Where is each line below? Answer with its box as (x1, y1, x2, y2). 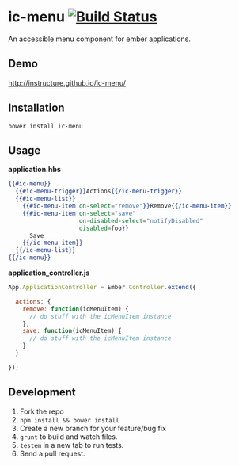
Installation (8, 101, 65, 115)
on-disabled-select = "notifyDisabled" (78, 216, 203, 225)
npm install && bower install (19, 416, 120, 424)
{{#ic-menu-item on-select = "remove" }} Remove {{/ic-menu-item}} (22, 202, 232, 210)
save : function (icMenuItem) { (22, 327, 123, 335)
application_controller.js (8, 268, 90, 277)
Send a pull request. (19, 449, 85, 458)
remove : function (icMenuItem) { (22, 305, 129, 313)
